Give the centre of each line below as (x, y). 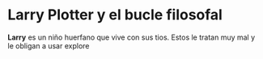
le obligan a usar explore (49, 45)
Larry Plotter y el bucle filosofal (115, 15)
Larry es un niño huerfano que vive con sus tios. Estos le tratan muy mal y (131, 37)
